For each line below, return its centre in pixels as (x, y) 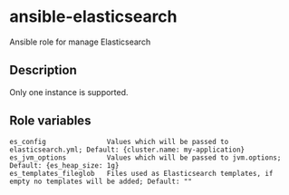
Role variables (50, 121)
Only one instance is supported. (69, 92)
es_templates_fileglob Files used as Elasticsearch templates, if (141, 173)
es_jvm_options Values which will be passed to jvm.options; (145, 157)
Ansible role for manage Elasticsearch (80, 42)
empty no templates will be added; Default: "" (101, 181)
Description (43, 70)
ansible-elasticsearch (94, 17)
